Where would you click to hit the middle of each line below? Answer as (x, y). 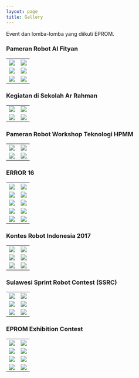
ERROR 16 (20, 173)
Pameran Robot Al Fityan (42, 49)
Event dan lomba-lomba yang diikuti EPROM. (60, 33)
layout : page (22, 11)
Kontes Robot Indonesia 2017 (48, 235)
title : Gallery (25, 17)
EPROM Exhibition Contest (45, 329)
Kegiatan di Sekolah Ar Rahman (52, 96)
